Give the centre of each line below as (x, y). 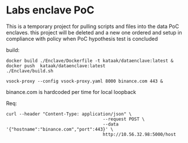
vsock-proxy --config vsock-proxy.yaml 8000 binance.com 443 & (85, 81)
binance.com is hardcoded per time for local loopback (71, 92)
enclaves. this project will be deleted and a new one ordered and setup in (94, 32)
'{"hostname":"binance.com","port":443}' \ (60, 129)
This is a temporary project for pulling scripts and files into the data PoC (93, 26)
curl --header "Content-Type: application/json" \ (69, 114)
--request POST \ (123, 119)
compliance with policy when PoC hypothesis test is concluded (82, 39)
